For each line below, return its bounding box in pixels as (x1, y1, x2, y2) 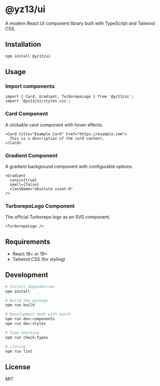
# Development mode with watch (5, 312, 71, 317)
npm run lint (5, 349, 33, 354)
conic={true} (10, 178, 37, 183)
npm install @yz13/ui (5, 53, 51, 59)
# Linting (5, 344, 26, 349)
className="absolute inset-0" (10, 186, 73, 191)
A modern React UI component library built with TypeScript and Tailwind (5, 20, 155, 26)
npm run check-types (5, 335, 49, 340)
